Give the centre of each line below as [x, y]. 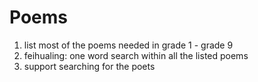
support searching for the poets [89, 66]
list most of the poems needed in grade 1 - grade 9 [128, 45]
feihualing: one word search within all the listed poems [136, 55]
